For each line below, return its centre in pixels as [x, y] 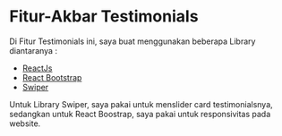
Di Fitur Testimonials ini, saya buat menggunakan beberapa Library [132, 41]
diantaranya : [34, 50]
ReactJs [37, 68]
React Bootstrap [52, 77]
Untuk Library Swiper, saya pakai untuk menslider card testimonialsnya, [141, 104]
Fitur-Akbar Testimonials [104, 17]
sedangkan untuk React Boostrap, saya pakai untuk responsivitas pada [140, 114]
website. [25, 123]
